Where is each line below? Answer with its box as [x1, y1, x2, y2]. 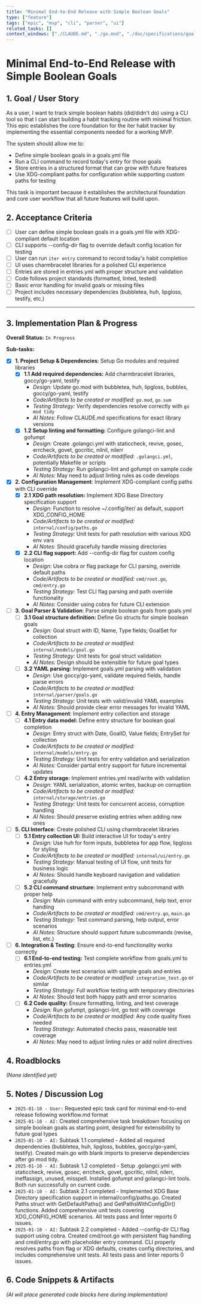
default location [41, 235, 80, 242]
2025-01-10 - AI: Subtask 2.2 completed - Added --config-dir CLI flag [14, 1226, 190, 1233]
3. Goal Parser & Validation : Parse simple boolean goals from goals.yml [14, 606, 192, 614]
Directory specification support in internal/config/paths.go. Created [14, 1194, 181, 1201]
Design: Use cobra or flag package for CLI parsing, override [32, 562, 181, 569]
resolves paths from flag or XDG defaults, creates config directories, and [14, 1245, 194, 1252]
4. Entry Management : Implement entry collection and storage [14, 710, 170, 717]
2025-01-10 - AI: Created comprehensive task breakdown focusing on [14, 1118, 190, 1124]
